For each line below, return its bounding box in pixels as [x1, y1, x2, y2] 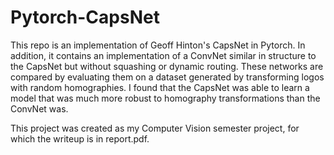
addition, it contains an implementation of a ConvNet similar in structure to [10, 49, 317, 61]
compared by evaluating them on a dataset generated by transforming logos [10, 71, 325, 83]
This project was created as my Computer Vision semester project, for [10, 122, 300, 134]
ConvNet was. [10, 102, 69, 115]
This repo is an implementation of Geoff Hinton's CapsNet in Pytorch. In [10, 39, 306, 51]
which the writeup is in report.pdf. [10, 132, 150, 145]
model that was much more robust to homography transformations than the [10, 92, 321, 104]
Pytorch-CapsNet [10, 6, 160, 29]
